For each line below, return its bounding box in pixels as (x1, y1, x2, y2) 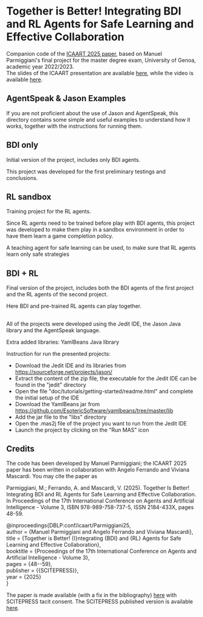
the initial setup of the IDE (14, 394, 80, 401)
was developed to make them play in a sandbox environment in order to (6, 226, 184, 233)
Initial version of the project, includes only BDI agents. (6, 156, 141, 163)
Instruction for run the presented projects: (6, 350, 111, 357)
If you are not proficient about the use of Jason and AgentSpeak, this (6, 109, 178, 116)
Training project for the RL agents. (6, 208, 92, 215)
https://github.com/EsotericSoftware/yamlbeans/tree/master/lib (14, 407, 173, 414)
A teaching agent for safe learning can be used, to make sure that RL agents (6, 244, 196, 252)
